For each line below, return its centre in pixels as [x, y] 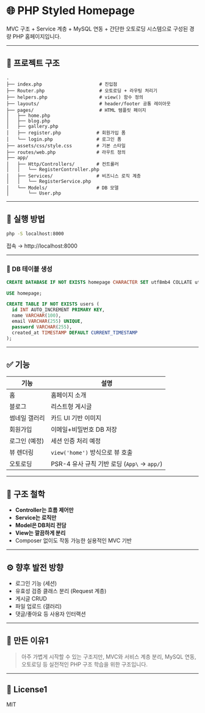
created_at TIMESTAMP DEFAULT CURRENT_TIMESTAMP [75, 333]
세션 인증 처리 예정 [76, 441]
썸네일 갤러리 [27, 418]
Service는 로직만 [36, 518]
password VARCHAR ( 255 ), [42, 327]
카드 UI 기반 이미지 [76, 418]
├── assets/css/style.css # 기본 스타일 [66, 146]
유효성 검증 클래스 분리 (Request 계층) [61, 591]
